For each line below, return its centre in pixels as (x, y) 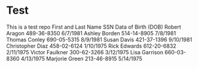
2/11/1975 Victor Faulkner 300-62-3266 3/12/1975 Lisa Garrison (85, 52)
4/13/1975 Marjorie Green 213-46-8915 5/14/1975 (82, 58)
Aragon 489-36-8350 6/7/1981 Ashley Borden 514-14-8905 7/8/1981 (91, 33)
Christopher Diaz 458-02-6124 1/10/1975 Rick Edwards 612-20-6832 (91, 46)
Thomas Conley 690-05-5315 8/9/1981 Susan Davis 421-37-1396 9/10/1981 (99, 39)
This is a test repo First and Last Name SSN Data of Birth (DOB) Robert (94, 27)
